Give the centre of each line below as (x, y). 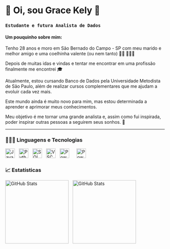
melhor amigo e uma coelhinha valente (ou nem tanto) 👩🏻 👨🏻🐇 (70, 54)
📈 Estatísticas (23, 170)
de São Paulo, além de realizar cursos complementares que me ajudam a (81, 86)
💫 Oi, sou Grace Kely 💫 (53, 10)
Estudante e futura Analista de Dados (53, 26)
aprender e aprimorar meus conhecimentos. (51, 107)
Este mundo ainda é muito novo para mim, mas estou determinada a (76, 101)
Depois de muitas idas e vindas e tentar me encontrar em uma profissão (80, 63)
